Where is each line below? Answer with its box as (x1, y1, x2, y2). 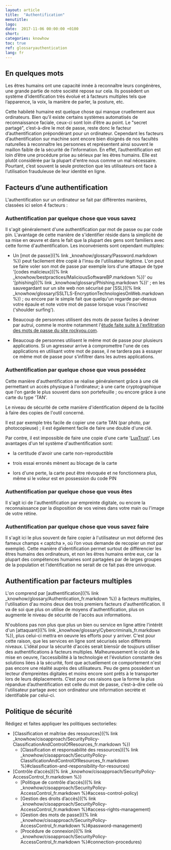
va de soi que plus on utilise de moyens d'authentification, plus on (5, 607, 144, 613)
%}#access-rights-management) (81, 806, 151, 812)
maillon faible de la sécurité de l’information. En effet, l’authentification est (5, 146, 161, 153)
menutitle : (5, 17, 29, 22)
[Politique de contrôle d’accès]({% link (20, 779, 101, 785)
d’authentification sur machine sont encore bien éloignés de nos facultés (5, 136, 158, 142)
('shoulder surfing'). (12, 307, 55, 313)
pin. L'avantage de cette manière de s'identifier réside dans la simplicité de (5, 232, 163, 238)
